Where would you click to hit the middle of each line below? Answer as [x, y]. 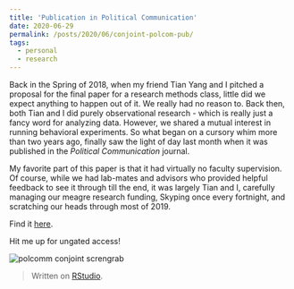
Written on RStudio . [67, 276]
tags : [19, 42]
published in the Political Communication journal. [100, 151]
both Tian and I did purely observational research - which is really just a [141, 113]
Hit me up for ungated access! [65, 241]
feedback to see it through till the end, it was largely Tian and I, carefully [142, 187]
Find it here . [31, 224]
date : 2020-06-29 [42, 26]
